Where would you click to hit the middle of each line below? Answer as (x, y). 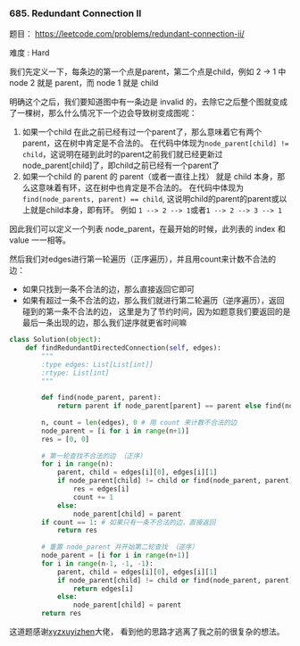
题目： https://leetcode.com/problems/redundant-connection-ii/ (127, 34)
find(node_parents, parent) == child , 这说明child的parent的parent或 (150, 199)
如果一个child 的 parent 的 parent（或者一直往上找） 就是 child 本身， (150, 177)
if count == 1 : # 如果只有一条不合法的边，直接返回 (129, 522)
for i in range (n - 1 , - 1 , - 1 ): (97, 563)
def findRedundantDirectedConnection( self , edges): (123, 348)
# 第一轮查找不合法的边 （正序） (94, 456)
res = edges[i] (101, 489)
